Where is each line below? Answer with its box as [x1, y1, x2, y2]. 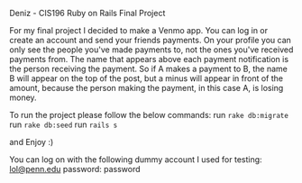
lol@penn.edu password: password [9, 164, 142, 174]
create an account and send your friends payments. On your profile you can [9, 35, 291, 45]
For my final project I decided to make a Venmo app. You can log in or [9, 25, 269, 35]
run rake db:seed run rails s [9, 119, 118, 130]
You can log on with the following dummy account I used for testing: [9, 154, 263, 165]
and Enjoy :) [9, 137, 54, 147]
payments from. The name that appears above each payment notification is [9, 54, 289, 64]
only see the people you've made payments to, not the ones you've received [9, 44, 294, 55]
